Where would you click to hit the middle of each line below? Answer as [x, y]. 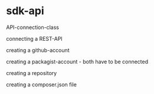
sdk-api [25, 11]
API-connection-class [33, 27]
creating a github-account [38, 50]
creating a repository [32, 73]
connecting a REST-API [35, 38]
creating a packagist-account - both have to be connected [77, 61]
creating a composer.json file [41, 85]
